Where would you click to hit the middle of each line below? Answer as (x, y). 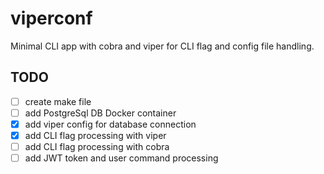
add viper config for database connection (110, 124)
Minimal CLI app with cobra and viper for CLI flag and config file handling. (162, 46)
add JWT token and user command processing (121, 158)
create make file (58, 101)
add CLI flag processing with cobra (97, 146)
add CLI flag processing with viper (95, 135)
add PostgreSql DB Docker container (100, 113)
